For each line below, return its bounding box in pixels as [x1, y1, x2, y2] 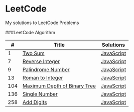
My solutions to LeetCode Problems [5, 20, 79, 26]
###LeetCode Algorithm [5, 29, 55, 35]
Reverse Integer [22, 58, 60, 65]
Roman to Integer [22, 74, 63, 81]
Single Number [22, 90, 58, 97]
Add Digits [22, 98, 47, 105]
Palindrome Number [22, 66, 70, 73]
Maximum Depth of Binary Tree [22, 82, 96, 89]
